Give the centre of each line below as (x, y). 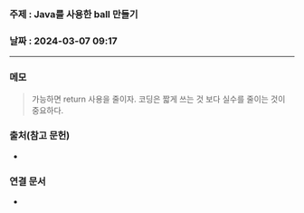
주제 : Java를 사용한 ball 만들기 (74, 14)
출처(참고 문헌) (40, 136)
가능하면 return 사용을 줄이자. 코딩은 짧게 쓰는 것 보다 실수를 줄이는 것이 (158, 99)
